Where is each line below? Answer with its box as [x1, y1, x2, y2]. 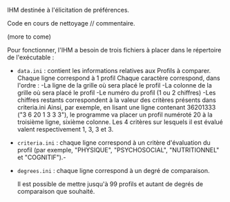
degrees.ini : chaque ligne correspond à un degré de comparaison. [17, 167, 210, 174]
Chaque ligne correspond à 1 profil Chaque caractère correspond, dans [17, 74, 220, 82]
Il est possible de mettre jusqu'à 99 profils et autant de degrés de [17, 180, 204, 188]
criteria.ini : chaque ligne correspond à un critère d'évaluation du [17, 139, 211, 147]
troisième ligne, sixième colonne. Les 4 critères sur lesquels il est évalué [17, 118, 223, 126]
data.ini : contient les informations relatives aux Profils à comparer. [17, 67, 211, 74]
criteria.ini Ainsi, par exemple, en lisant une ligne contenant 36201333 [17, 103, 216, 111]
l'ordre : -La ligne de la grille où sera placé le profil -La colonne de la [17, 81, 212, 89]
